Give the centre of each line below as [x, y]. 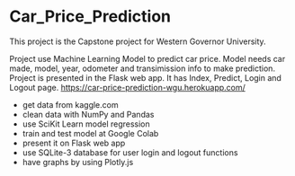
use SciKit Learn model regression [86, 124]
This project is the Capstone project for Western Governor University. [138, 41]
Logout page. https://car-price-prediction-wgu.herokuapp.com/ [127, 87]
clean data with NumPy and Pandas [88, 114]
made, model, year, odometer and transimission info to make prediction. [143, 68]
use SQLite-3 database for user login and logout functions [130, 152]
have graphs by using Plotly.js [78, 162]
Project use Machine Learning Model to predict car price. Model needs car [147, 58]
